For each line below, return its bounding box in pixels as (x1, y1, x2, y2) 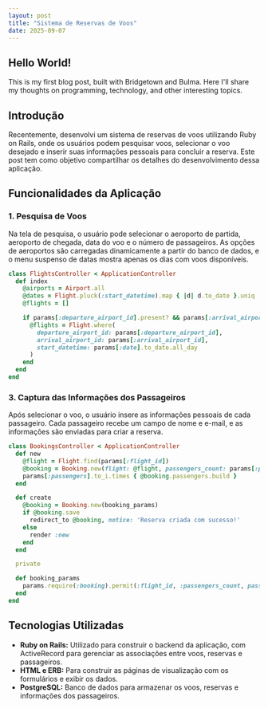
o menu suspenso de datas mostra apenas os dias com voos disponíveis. (8, 254, 249, 264)
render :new (29, 531, 69, 539)
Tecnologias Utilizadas (8, 619, 124, 632)
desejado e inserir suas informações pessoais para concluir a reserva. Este (8, 147, 255, 156)
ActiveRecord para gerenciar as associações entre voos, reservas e (19, 648, 243, 658)
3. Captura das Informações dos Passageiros (8, 391, 186, 403)
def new (15, 450, 41, 458)
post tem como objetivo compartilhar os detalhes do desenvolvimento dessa (8, 155, 260, 164)
